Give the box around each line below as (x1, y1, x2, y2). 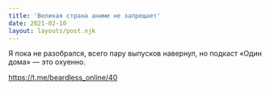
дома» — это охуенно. (8, 57, 86, 67)
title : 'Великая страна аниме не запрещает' (8, 11, 161, 20)
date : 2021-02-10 (8, 19, 67, 27)
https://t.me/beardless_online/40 (8, 73, 118, 83)
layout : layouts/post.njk (8, 27, 95, 35)
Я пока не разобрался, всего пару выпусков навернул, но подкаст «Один (8, 49, 263, 59)
